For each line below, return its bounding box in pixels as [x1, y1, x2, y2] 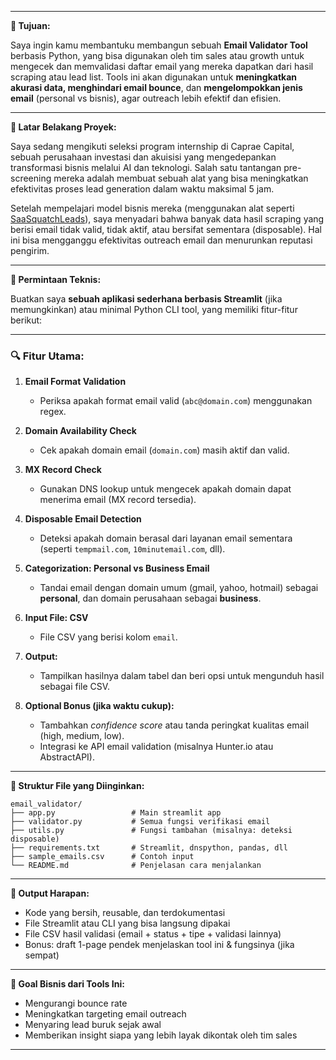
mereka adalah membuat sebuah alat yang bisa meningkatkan [53, 172, 309, 184]
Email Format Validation [24, 376, 127, 388]
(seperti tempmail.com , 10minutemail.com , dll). [39, 543, 226, 555]
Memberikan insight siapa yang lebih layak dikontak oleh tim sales [24, 1029, 298, 1041]
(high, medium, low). [39, 730, 125, 742]
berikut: [10, 314, 43, 326]
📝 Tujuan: [10, 20, 51, 31]
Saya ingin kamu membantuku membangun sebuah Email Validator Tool [10, 39, 308, 51]
